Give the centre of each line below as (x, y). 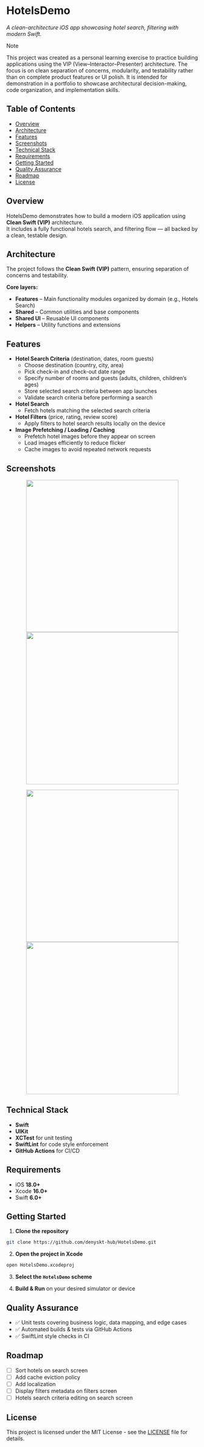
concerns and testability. (37, 275)
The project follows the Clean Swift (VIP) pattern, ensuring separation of (97, 269)
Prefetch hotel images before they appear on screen (90, 437)
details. (16, 1438)
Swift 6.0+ (28, 1197)
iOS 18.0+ (28, 1185)
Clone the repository (42, 1231)
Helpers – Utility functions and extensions (68, 325)
